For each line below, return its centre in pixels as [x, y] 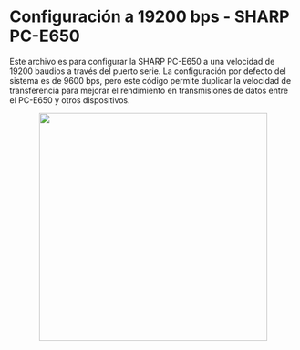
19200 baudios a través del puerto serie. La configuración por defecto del [148, 71]
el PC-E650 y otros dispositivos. [70, 100]
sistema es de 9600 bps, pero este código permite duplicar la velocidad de [150, 80]
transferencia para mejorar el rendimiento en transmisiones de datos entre [149, 90]
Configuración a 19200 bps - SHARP [150, 17]
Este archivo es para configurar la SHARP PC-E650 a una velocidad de [142, 61]
